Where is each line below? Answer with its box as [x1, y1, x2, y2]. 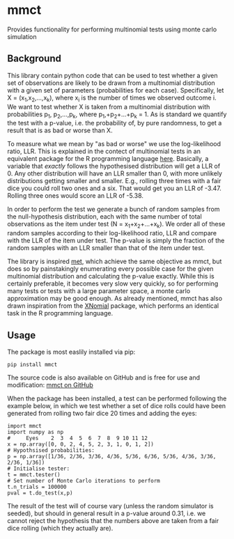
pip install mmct [7, 361, 58, 368]
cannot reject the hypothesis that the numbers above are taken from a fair [7, 516, 219, 524]
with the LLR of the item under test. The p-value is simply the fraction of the [7, 236, 225, 245]
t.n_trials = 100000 [7, 483, 68, 490]
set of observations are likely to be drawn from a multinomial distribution [7, 79, 216, 87]
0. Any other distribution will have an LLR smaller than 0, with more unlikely [7, 169, 223, 178]
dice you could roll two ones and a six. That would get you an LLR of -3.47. [7, 184, 221, 193]
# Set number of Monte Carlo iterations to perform [7, 477, 160, 484]
